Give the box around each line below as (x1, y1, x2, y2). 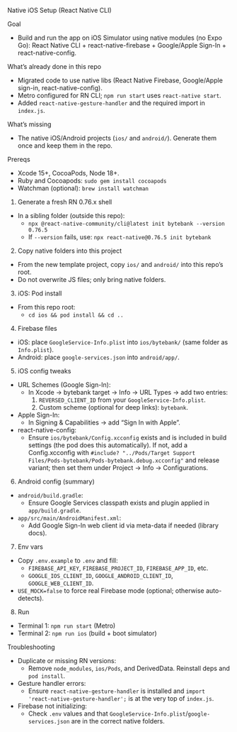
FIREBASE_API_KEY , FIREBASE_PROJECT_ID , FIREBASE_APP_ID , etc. (28, 564, 209, 572)
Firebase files (17, 324, 58, 332)
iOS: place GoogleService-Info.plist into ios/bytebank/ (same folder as (17, 338, 229, 346)
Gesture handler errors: (17, 679, 86, 687)
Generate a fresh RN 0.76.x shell (17, 198, 112, 206)
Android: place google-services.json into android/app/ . (17, 353, 180, 361)
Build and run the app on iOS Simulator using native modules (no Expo (17, 33, 223, 42)
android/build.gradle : (17, 491, 83, 499)
